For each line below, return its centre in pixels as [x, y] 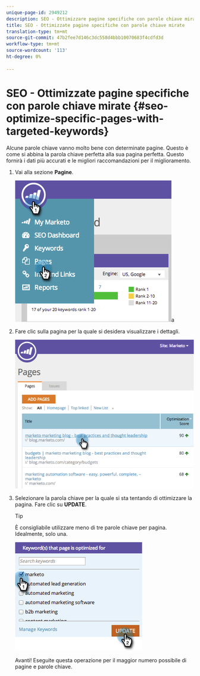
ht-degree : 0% [24, 57]
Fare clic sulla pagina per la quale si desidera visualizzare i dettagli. [97, 331]
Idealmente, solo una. [41, 533]
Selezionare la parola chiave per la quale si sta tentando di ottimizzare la [103, 498]
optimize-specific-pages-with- [85, 118]
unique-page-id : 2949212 [37, 13]
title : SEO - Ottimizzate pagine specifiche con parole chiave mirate [96, 25]
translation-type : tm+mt [37, 32]
